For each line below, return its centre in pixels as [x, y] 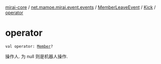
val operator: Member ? [29, 46]
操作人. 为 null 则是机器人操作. [37, 56]
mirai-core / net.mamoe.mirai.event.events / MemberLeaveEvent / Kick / [80, 7]
